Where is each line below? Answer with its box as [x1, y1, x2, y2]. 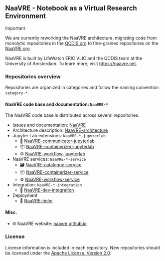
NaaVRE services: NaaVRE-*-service [12, 156, 86, 162]
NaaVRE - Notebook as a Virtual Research [5, 4, 137, 13]
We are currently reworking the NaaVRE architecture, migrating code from [5, 35, 157, 41]
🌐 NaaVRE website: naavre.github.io [12, 220, 87, 226]
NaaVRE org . [5, 45, 31, 52]
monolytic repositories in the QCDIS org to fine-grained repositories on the [5, 40, 159, 46]
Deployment [12, 192, 38, 198]
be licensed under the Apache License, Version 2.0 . [5, 250, 111, 256]
